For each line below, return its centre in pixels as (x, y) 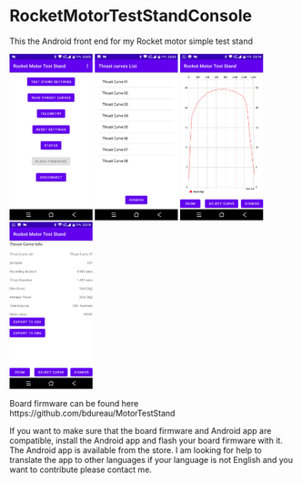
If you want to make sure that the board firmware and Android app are (141, 430)
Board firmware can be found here (74, 403)
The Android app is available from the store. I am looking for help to (136, 450)
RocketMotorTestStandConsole (131, 16)
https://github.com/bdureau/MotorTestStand (92, 413)
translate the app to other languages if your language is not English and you (151, 459)
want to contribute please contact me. (81, 469)
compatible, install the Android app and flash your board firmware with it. (146, 440)
